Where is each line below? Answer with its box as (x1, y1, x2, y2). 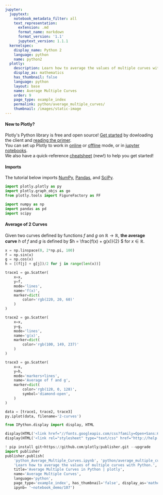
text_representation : (14, 20, 57, 26)
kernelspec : (9, 43, 34, 48)
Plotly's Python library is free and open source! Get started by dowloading (5, 132, 153, 138)
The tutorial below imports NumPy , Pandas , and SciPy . (5, 175, 114, 181)
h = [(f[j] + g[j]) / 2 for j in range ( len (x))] (5, 262, 101, 266)
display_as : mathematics (14, 70, 64, 75)
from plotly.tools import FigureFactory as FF (5, 193, 101, 198)
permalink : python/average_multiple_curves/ (14, 102, 105, 107)
